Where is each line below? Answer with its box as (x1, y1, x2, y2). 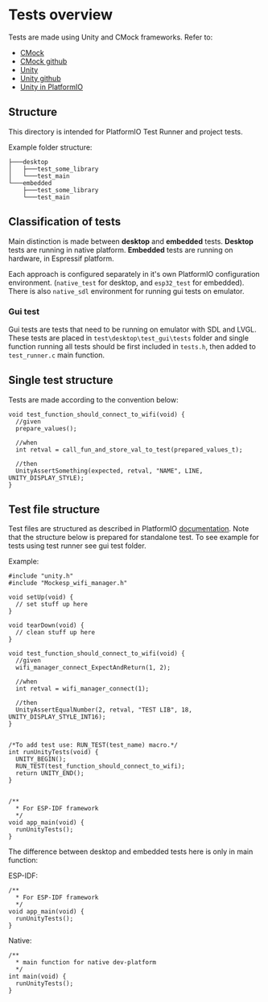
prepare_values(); (15, 424, 78, 432)
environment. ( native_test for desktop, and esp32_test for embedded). (8, 278, 245, 287)
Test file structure (8, 503, 101, 517)
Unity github (19, 73, 62, 83)
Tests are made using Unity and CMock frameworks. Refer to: (8, 32, 213, 42)
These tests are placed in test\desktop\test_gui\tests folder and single (8, 332, 249, 343)
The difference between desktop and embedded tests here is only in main (8, 847, 254, 856)
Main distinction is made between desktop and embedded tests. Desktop (8, 236, 254, 246)
